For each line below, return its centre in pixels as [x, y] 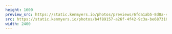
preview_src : [19, 14]
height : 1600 [19, 10]
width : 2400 [18, 24]
